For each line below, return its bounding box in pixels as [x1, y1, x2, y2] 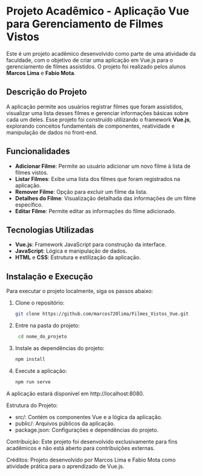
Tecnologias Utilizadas [6, 225, 94, 235]
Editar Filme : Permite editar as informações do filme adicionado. [15, 207, 177, 214]
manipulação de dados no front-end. [6, 128, 98, 136]
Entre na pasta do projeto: [15, 322, 80, 329]
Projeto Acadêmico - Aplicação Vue [6, 4, 189, 18]
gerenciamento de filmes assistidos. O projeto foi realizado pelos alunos [6, 62, 186, 70]
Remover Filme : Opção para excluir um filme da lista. [15, 188, 148, 195]
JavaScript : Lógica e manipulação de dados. [15, 247, 128, 255]
